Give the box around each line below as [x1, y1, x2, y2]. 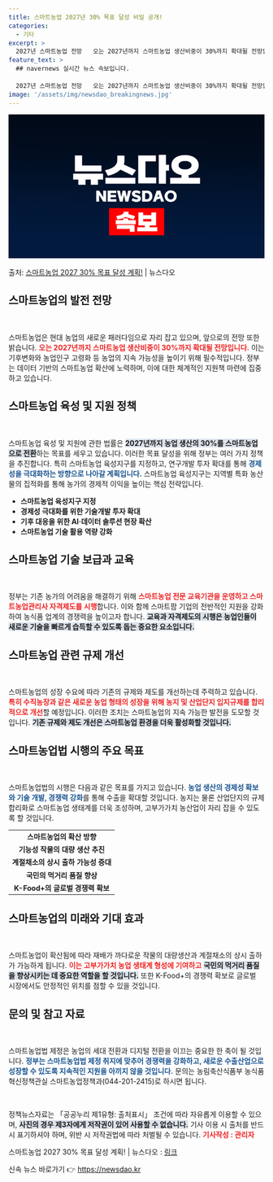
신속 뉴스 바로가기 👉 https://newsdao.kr [8, 1164, 141, 1174]
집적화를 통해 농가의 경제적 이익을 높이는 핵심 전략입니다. [23, 478, 204, 488]
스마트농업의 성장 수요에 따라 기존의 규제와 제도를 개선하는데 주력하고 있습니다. [8, 687, 258, 697]
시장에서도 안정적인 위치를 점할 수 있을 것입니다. [8, 981, 161, 991]
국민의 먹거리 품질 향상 [25, 870, 97, 880]
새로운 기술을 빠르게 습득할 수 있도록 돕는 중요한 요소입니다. [8, 622, 195, 632]
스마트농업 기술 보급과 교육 [8, 553, 134, 567]
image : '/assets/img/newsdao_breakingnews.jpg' [8, 90, 173, 98]
